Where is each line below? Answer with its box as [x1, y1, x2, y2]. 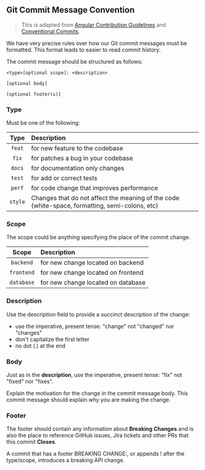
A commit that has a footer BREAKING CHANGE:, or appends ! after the [6, 450, 185, 458]
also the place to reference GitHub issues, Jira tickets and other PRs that [6, 431, 189, 439]
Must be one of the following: [6, 119, 81, 127]
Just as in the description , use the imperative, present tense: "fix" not [6, 371, 182, 378]
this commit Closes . [6, 438, 57, 446]
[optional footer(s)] [6, 91, 62, 97]
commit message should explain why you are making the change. [6, 396, 171, 403]
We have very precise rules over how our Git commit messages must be [6, 39, 187, 47]
